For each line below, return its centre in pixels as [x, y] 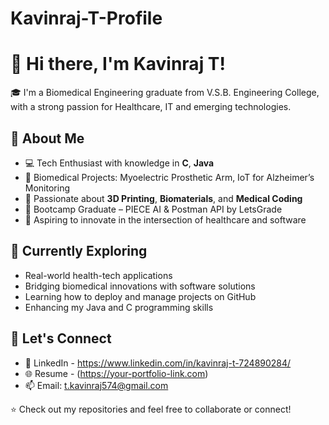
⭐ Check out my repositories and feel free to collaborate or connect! [151, 409]
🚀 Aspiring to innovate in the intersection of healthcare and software [165, 219]
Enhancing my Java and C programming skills [119, 307]
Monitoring [47, 188]
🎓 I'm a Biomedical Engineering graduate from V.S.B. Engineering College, [165, 93]
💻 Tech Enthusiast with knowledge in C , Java [119, 163]
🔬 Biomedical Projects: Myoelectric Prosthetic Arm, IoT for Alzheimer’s [169, 177]
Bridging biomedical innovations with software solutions [140, 286]
